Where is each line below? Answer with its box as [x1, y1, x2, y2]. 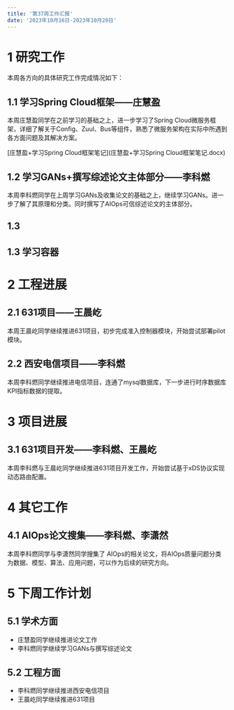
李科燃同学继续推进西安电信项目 [17, 686, 110, 695]
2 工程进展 [7, 277, 68, 293]
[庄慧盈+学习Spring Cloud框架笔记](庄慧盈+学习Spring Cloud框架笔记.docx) [7, 149, 226, 157]
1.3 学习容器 [7, 246, 59, 258]
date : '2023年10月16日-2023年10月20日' [7, 17, 117, 24]
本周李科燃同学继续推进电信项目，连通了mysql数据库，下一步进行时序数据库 [7, 378, 227, 386]
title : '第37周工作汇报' [7, 10, 73, 18]
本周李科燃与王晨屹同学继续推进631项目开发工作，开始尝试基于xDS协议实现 [7, 463, 225, 472]
